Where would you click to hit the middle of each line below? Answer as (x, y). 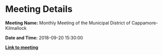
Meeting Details (39, 9)
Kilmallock (16, 28)
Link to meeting (22, 47)
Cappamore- (145, 23)
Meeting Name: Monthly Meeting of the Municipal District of (68, 23)
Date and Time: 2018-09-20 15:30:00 (44, 38)
